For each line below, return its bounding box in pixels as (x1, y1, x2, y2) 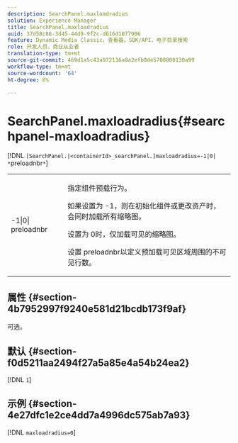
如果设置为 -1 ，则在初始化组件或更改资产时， (67, 201, 221, 211)
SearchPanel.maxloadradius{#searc (7, 113, 225, 129)
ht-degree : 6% (7, 76, 50, 84)
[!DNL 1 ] (7, 375, 32, 383)
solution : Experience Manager (7, 17, 97, 24)
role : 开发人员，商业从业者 (7, 43, 79, 50)
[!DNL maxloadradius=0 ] (7, 428, 76, 437)
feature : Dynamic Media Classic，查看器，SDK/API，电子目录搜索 (7, 37, 188, 44)
